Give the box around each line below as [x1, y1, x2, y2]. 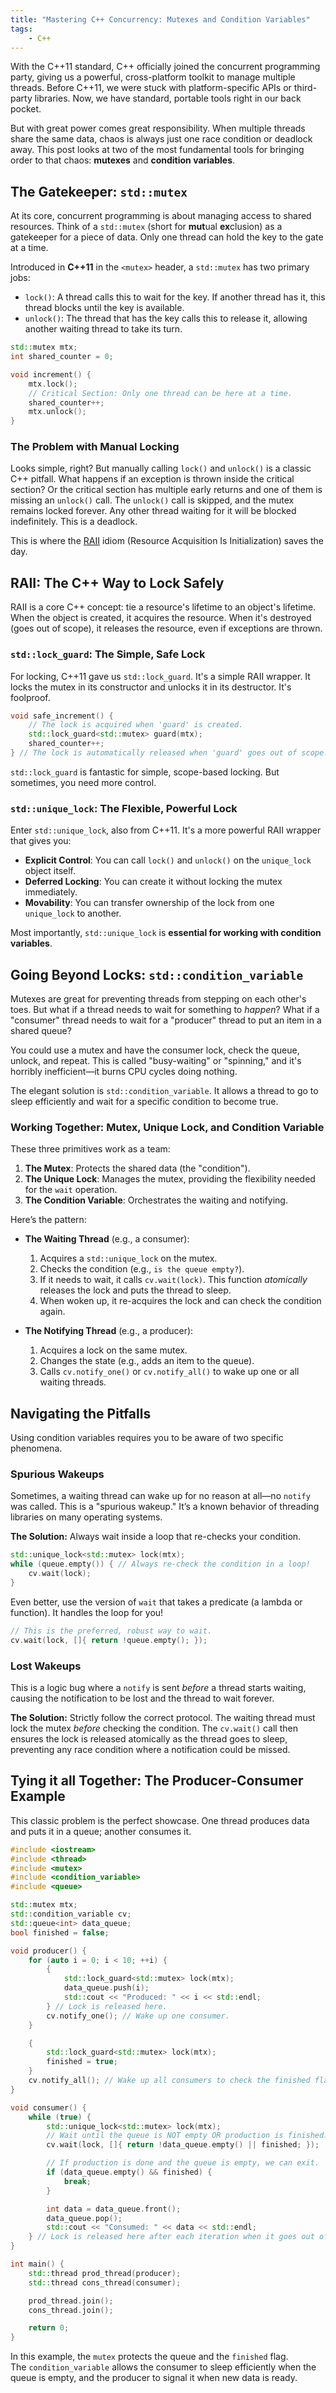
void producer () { [10, 1946, 87, 1956]
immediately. [24, 886, 78, 898]
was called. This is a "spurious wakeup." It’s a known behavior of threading [10, 1501, 320, 1513]
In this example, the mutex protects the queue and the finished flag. [10, 2351, 289, 2363]
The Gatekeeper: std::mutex [10, 183, 188, 200]
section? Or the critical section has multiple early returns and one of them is [10, 484, 323, 496]
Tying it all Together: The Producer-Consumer [10, 1772, 304, 1790]
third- [293, 82, 318, 94]
